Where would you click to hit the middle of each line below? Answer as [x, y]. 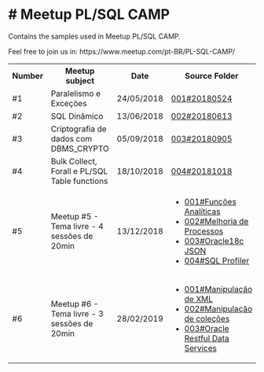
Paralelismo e [75, 94]
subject [80, 80]
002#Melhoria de [216, 221]
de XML [199, 299]
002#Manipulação [218, 308]
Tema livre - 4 [77, 226]
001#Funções [211, 201]
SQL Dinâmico [77, 116]
